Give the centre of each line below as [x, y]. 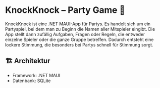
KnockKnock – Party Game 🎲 [65, 10]
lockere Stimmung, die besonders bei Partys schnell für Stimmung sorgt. [79, 44]
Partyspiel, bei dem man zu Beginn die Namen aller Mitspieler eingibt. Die [80, 29]
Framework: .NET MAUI [36, 75]
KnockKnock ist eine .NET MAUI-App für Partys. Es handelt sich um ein [78, 24]
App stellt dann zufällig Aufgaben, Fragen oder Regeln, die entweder [75, 34]
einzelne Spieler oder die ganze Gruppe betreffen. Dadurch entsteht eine [80, 40]
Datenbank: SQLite [31, 81]
